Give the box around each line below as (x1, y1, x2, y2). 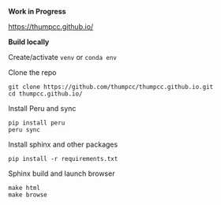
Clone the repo (8, 68, 57, 77)
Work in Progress (8, 7, 66, 16)
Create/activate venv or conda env (8, 53, 117, 61)
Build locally (8, 37, 50, 47)
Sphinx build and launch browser (8, 169, 115, 178)
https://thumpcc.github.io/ (8, 22, 94, 31)
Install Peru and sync (8, 104, 77, 113)
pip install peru (8, 119, 66, 127)
